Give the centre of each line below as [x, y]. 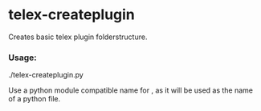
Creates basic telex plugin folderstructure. [78, 37]
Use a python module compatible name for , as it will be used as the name [131, 90]
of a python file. [35, 99]
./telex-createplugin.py [46, 75]
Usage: [23, 57]
